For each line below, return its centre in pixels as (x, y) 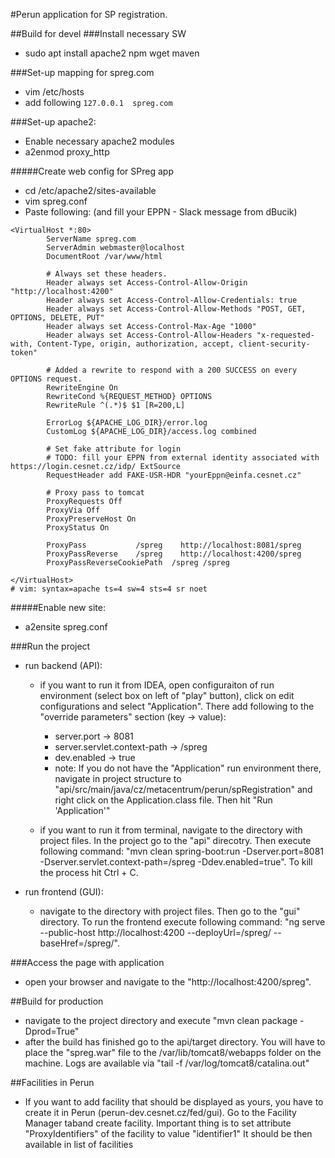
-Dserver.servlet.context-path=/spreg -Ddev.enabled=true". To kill (176, 862)
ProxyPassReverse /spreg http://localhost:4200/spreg (174, 554)
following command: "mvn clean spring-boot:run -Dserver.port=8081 (182, 851)
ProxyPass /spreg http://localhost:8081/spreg (174, 545)
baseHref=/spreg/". (80, 943)
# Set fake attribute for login (114, 449)
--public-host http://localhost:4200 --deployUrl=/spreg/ (155, 932)
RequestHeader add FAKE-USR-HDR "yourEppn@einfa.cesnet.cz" (174, 475)
